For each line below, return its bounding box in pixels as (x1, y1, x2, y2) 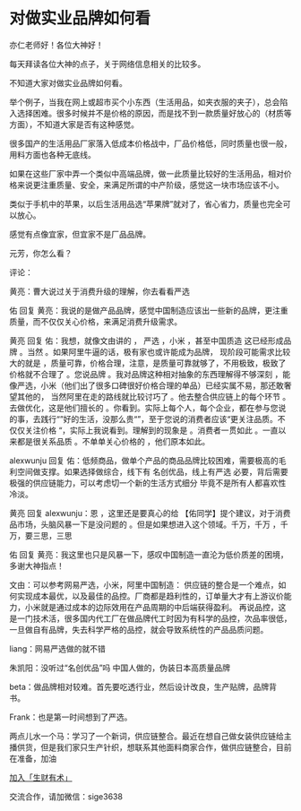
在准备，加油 (9, 753, 56, 764)
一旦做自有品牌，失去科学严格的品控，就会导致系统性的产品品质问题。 (9, 624, 269, 634)
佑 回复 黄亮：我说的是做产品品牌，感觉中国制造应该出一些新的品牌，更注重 (9, 305, 288, 315)
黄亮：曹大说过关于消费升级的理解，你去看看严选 (9, 286, 190, 297)
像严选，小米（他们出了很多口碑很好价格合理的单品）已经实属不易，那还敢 (9, 380, 284, 391)
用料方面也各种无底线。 (9, 149, 96, 160)
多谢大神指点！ (9, 560, 64, 571)
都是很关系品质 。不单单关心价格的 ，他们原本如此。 (16, 436, 211, 446)
